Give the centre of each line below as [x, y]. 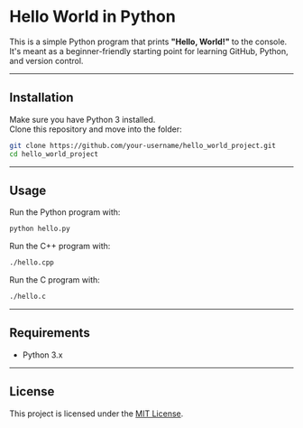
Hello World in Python [92, 17]
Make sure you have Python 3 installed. [83, 119]
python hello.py [40, 229]
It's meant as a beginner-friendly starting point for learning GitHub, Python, [149, 51]
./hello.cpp [32, 263]
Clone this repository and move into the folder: [96, 129]
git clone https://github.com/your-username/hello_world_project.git [143, 145]
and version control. [46, 60]
